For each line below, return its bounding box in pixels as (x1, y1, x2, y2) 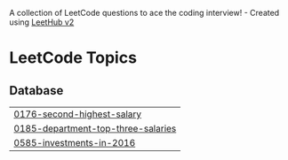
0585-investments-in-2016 (13, 137, 136, 149)
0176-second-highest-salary (13, 108, 142, 120)
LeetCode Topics (9, 48, 138, 68)
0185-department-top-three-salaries (13, 123, 177, 134)
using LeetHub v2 (9, 17, 75, 27)
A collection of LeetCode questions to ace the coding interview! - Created (9, 8, 280, 18)
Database (9, 83, 64, 98)
